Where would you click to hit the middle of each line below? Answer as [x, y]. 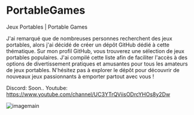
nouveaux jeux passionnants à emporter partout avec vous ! [80, 76]
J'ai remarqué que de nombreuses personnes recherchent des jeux [89, 38]
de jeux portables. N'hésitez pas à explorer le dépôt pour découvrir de [93, 70]
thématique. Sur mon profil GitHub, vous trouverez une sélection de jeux [95, 51]
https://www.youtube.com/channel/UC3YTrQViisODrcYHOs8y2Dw [88, 94]
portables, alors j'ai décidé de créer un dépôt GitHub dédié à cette [88, 45]
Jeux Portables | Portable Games [47, 27]
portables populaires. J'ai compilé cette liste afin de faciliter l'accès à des [97, 57]
